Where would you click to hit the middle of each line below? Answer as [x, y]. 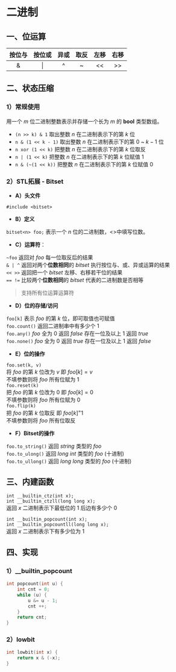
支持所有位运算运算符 [47, 292]
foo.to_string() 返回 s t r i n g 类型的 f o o [54, 446]
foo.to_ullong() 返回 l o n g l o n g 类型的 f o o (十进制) [69, 461]
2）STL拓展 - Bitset [35, 181]
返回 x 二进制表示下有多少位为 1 [46, 532]
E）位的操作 [30, 354]
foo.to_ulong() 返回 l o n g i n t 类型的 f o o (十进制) [65, 453]
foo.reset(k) [23, 385]
